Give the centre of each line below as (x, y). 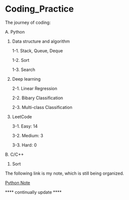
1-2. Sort (21, 60)
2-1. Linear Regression (35, 88)
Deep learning (26, 79)
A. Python (15, 32)
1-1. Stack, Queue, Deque (37, 51)
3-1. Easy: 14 (25, 126)
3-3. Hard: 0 (24, 145)
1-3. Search (24, 70)
